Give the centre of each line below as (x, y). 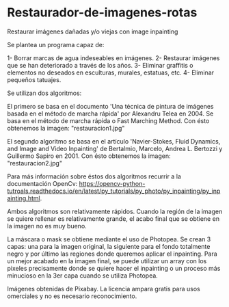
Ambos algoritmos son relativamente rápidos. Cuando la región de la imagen (115, 211)
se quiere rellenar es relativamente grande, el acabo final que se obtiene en (113, 218)
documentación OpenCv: (42, 183)
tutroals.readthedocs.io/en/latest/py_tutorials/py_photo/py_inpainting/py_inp (114, 191)
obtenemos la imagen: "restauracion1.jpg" (66, 128)
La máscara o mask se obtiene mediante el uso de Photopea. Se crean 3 (109, 239)
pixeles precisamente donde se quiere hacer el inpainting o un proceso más (114, 268)
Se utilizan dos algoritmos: (44, 93)
